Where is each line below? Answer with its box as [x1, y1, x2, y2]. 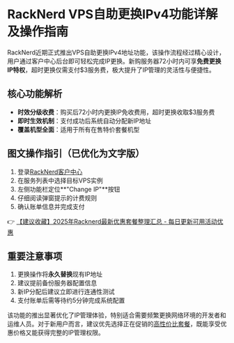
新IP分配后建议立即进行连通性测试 [17, 287, 115, 296]
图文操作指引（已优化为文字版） [7, 148, 145, 160]
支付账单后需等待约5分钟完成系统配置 [17, 296, 125, 305]
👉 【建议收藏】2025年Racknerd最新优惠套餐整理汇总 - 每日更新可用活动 [7, 217, 218, 225]
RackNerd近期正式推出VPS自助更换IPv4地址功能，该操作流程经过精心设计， [7, 48, 225, 56]
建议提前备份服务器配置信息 [17, 279, 97, 287]
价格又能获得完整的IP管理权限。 [13, 328, 104, 337]
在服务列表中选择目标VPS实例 [17, 176, 103, 185]
